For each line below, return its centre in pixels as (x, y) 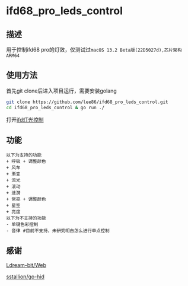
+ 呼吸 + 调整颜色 (26, 161)
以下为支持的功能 (24, 155)
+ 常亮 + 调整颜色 (26, 199)
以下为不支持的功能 (26, 218)
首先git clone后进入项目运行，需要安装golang (61, 91)
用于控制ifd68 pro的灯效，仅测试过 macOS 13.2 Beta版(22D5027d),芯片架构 (94, 50)
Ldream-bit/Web (26, 265)
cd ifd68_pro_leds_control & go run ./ (55, 107)
